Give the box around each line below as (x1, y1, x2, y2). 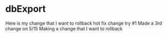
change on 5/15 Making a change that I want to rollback (5, 25, 123, 31)
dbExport (5, 3, 46, 15)
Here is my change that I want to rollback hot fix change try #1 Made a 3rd (5, 20, 162, 26)
